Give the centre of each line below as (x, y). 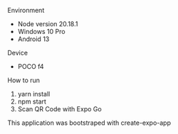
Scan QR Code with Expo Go (59, 109)
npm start (32, 101)
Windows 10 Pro (41, 32)
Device (18, 53)
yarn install (34, 94)
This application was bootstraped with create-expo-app (89, 123)
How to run (24, 80)
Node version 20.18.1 (48, 24)
